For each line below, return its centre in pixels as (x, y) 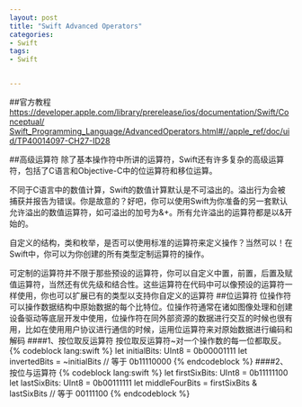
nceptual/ (27, 122)
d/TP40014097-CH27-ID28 (60, 141)
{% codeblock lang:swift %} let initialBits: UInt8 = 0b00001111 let (129, 351)
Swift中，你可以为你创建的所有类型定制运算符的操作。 (109, 254)
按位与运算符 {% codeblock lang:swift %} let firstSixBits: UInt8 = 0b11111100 (149, 373)
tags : (19, 51)
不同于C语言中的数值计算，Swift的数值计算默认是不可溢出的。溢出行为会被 (147, 190)
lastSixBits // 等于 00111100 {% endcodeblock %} (100, 393)
